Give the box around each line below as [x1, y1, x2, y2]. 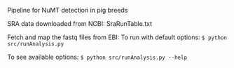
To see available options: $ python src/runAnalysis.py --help [7, 53, 188, 61]
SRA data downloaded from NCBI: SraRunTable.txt [7, 20, 153, 27]
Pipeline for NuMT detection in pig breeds [7, 6, 128, 14]
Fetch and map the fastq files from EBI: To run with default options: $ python [7, 33, 228, 41]
